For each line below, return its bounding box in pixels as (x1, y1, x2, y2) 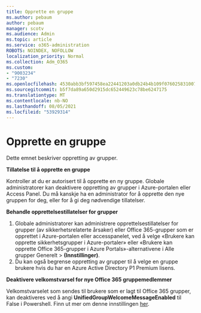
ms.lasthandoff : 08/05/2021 (6, 103, 77, 110)
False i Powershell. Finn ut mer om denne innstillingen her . (6, 300, 150, 308)
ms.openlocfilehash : (6, 81, 58, 87)
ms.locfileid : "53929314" (6, 109, 71, 115)
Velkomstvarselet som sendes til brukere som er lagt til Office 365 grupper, (6, 288, 191, 295)
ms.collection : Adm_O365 (6, 59, 68, 65)
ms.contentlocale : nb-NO (6, 98, 68, 104)
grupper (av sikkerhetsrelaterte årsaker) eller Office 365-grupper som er (14, 226, 194, 233)
